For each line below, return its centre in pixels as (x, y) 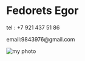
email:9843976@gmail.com (41, 39)
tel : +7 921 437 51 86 (33, 27)
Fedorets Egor (42, 11)
